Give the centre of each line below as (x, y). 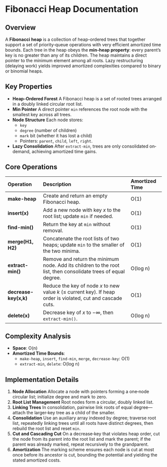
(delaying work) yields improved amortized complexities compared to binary (83, 66)
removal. (53, 231)
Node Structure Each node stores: (48, 120)
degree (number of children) (48, 130)
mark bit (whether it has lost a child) (56, 136)
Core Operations (31, 167)
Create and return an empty (75, 196)
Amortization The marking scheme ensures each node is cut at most (83, 450)
